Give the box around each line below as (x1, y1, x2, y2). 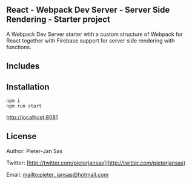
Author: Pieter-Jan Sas (6, 147, 63, 154)
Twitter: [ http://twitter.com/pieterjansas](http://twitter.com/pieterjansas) (6, 159, 186, 166)
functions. (6, 43, 31, 50)
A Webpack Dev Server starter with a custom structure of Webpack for (6, 30, 183, 38)
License (6, 131, 37, 141)
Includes (6, 61, 40, 72)
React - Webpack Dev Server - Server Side (6, 5, 170, 15)
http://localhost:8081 (6, 114, 58, 121)
